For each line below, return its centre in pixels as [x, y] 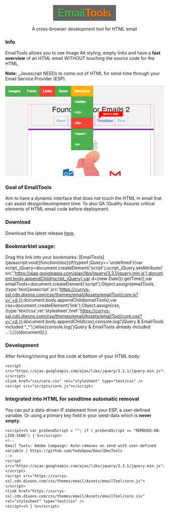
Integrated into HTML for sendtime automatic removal [72, 399]
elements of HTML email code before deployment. [57, 209]
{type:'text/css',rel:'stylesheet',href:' [43, 311]
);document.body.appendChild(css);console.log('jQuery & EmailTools [92, 321]
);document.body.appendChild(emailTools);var [69, 300]
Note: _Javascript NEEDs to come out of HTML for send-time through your [82, 74]
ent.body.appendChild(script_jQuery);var [48, 278]
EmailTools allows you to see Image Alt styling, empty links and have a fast [83, 53]
